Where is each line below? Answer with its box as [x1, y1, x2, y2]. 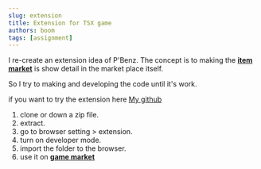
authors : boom [8, 26, 56, 34]
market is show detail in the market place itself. [8, 64, 164, 74]
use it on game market [19, 152, 95, 162]
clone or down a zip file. [19, 110, 99, 120]
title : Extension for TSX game [8, 19, 112, 27]
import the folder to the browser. [19, 144, 127, 153]
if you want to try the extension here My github [8, 94, 162, 104]
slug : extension [8, 11, 62, 20]
